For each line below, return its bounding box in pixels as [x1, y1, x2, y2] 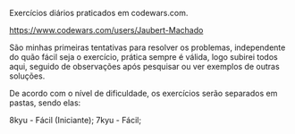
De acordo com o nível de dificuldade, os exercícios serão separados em [9, 88, 278, 98]
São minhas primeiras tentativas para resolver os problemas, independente [9, 42, 286, 53]
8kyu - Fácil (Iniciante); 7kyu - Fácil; [9, 115, 141, 125]
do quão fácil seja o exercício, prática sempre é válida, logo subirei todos [9, 52, 279, 62]
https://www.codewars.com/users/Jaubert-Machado [9, 25, 204, 35]
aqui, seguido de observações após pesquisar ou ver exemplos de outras [9, 62, 280, 71]
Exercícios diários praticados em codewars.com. [9, 8, 189, 18]
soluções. [9, 71, 46, 81]
